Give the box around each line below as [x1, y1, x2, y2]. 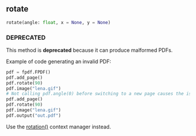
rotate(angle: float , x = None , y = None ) [6, 19, 111, 25]
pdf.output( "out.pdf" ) [6, 113, 61, 118]
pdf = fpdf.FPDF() [6, 69, 51, 75]
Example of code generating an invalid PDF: [6, 58, 111, 65]
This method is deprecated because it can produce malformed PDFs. [6, 46, 173, 54]
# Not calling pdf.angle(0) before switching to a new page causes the [6, 91, 184, 97]
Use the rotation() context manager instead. [6, 123, 111, 130]
